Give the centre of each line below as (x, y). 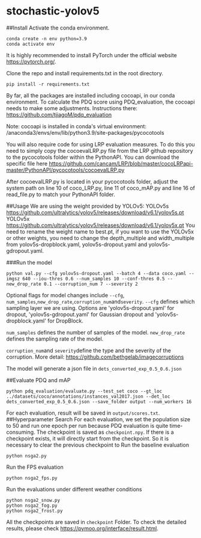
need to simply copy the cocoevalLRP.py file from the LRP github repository (100, 150)
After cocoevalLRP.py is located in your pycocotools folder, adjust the (92, 181)
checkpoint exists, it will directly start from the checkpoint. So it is (88, 438)
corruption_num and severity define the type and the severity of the (88, 350)
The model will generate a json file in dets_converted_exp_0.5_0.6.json (94, 368)
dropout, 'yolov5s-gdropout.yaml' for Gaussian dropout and (80, 314)
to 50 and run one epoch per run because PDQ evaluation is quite (87, 425)
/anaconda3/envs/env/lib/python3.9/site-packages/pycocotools (85, 132)
